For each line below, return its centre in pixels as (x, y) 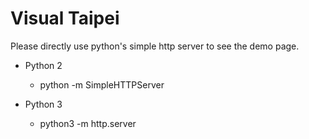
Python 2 (43, 65)
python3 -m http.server (88, 123)
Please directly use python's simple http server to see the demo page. (155, 46)
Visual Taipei (65, 18)
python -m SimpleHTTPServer (102, 84)
